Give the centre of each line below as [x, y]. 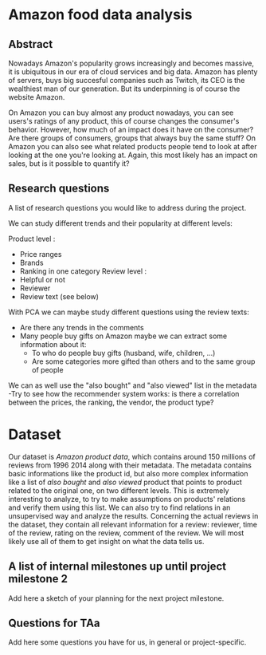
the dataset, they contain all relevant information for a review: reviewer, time [133, 524]
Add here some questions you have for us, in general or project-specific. [127, 642]
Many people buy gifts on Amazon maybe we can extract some [123, 336]
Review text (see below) [59, 296]
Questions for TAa [55, 623]
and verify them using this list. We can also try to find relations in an [119, 507]
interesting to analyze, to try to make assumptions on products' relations [127, 499]
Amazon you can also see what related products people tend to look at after [133, 146]
